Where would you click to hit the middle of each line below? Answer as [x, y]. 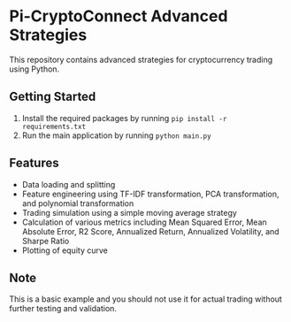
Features [34, 163]
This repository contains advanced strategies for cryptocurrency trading [141, 59]
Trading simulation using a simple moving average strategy [129, 212]
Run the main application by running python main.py [116, 135]
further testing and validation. [63, 309]
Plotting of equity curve [65, 250]
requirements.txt [54, 126]
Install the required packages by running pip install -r [124, 118]
